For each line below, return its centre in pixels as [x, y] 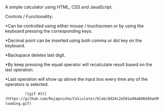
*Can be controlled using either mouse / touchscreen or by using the [74, 26]
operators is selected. [27, 84]
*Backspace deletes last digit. [35, 55]
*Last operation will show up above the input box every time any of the [76, 79]
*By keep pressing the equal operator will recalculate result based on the [79, 65]
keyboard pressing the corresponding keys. [49, 31]
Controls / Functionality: [29, 16]
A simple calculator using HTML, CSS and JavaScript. [59, 7]
